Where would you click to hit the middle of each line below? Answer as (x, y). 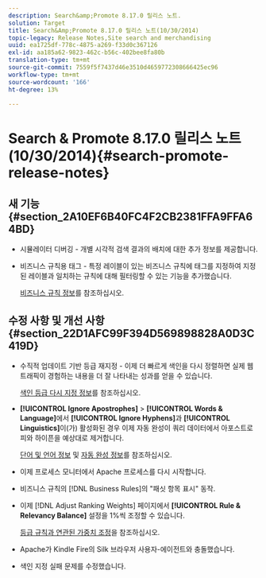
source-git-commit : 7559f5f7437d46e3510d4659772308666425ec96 (113, 68)
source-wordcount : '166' (49, 82)
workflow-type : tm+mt (44, 75)
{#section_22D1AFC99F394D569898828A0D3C (131, 334)
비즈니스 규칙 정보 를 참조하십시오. (72, 293)
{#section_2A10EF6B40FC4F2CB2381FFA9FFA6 (131, 217)
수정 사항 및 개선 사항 (56, 320)
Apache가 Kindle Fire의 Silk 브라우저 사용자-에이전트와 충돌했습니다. (127, 549)
